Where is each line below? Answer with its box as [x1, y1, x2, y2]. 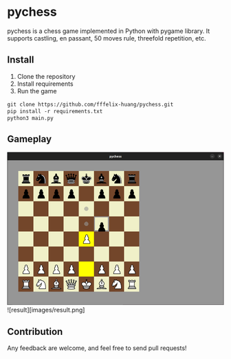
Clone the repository [16, 72, 76, 80]
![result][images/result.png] [7, 306, 85, 314]
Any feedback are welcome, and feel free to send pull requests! [7, 344, 187, 352]
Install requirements [16, 80, 74, 88]
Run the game [16, 86, 57, 95]
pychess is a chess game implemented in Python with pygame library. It [7, 27, 210, 35]
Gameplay [7, 133, 52, 145]
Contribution [7, 325, 63, 337]
